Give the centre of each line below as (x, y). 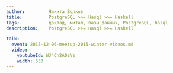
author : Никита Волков (45, 12)
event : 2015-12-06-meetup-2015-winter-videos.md (73, 45)
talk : (13, 39)
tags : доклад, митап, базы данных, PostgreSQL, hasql (87, 23)
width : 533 (30, 61)
